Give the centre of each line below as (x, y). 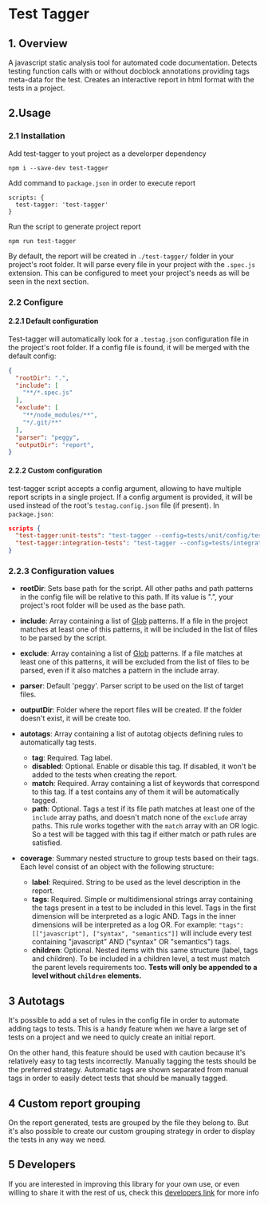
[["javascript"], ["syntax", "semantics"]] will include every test (142, 933)
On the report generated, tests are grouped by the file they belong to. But (128, 1122)
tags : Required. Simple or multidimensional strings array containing (142, 900)
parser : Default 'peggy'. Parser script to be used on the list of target (132, 686)
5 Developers (42, 1165)
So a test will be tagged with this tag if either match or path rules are (144, 834)
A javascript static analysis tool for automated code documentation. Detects (133, 62)
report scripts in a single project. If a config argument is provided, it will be (130, 497)
